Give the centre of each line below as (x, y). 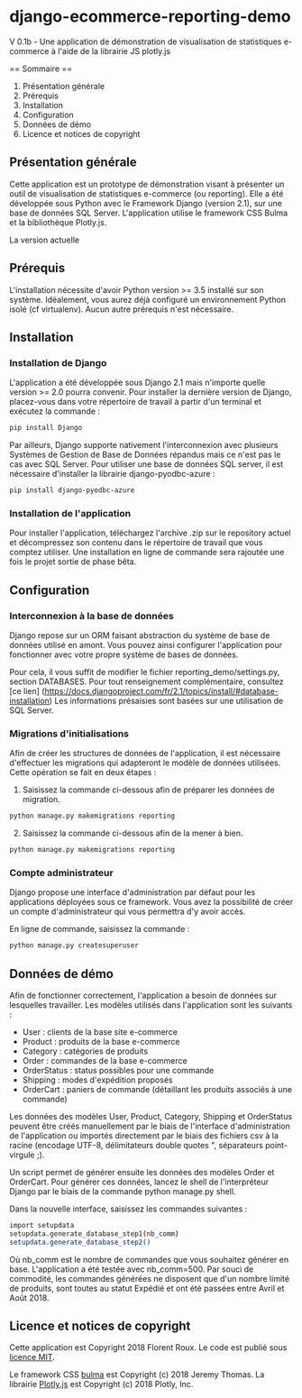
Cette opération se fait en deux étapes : (83, 772)
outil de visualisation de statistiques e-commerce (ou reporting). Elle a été (146, 193)
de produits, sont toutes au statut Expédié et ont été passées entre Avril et (147, 1288)
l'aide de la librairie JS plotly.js (114, 50)
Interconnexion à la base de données (92, 616)
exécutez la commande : (55, 411)
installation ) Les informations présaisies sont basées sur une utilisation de (146, 700)
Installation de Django (58, 362)
